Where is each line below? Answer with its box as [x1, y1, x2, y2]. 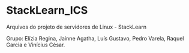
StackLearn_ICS [6, 4, 88, 17]
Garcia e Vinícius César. [6, 41, 65, 48]
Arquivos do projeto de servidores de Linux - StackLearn [6, 23, 147, 30]
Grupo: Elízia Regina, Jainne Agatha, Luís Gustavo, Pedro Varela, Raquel [6, 35, 184, 42]
